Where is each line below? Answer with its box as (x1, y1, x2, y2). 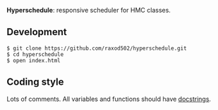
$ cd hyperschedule (6, 50, 64, 58)
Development (6, 26, 68, 38)
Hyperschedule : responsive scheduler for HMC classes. (6, 6, 171, 14)
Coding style (6, 76, 64, 88)
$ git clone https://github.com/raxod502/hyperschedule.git (6, 45, 188, 52)
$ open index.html (6, 57, 61, 64)
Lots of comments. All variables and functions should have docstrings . (6, 95, 212, 103)
